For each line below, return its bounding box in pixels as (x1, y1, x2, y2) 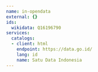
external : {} (6, 14, 38, 20)
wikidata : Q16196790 (11, 24, 61, 31)
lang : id (16, 52, 38, 57)
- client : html (11, 41, 48, 47)
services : (6, 30, 30, 36)
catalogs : (11, 35, 35, 41)
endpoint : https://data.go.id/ (16, 46, 93, 52)
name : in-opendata (6, 8, 51, 15)
